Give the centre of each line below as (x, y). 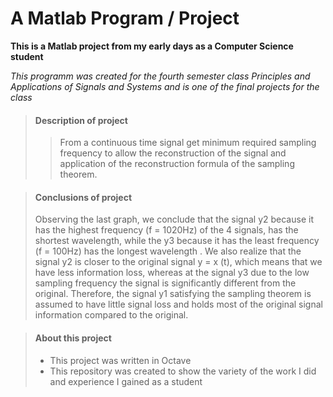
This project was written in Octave (120, 360)
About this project (73, 338)
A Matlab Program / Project (125, 18)
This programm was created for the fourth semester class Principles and (160, 76)
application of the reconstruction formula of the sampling (177, 164)
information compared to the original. (111, 315)
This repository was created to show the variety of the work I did (183, 371)
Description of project (81, 120)
